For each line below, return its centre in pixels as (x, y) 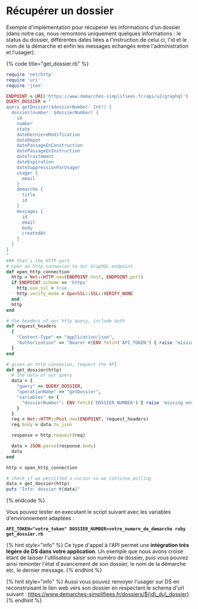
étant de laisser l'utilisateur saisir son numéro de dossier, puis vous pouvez (97, 558)
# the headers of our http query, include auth (66, 321)
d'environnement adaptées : (40, 518)
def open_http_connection (38, 272)
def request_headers (32, 326)
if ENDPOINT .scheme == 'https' (50, 283)
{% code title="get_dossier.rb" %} (47, 64)
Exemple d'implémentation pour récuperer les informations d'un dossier (93, 27)
